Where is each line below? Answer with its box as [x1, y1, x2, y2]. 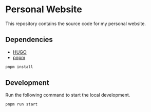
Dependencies [5, 35, 53, 44]
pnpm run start [5, 102, 38, 107]
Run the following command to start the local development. [5, 92, 130, 98]
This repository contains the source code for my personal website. [5, 20, 146, 27]
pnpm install [5, 64, 33, 70]
